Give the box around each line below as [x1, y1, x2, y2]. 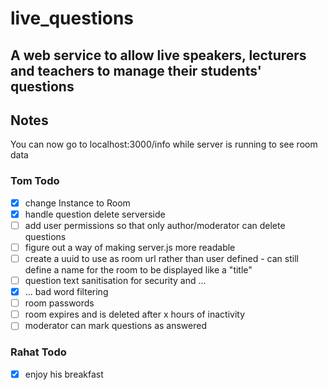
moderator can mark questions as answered [24, 320, 208, 332]
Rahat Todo [10, 345, 67, 359]
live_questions [10, 7, 135, 30]
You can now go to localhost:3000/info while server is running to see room [10, 138, 318, 151]
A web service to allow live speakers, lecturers [10, 47, 307, 64]
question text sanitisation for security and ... [24, 275, 207, 286]
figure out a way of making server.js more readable [24, 241, 236, 253]
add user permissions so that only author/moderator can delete [24, 219, 286, 231]
